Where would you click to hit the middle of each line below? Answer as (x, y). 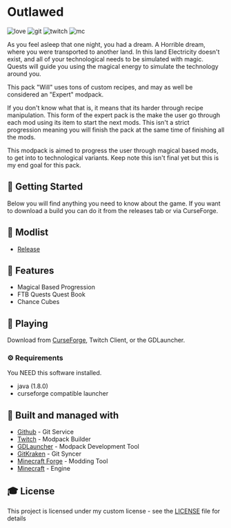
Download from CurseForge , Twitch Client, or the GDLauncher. (96, 340)
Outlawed (36, 12)
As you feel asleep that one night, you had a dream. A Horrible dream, (106, 44)
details (17, 518)
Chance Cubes (38, 302)
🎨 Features (31, 271)
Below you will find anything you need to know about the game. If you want (114, 203)
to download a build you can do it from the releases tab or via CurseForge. (113, 210)
